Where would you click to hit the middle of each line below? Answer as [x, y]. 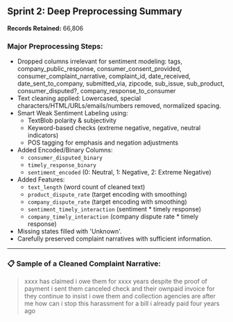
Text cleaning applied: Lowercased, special [79, 98]
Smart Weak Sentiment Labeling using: [72, 113]
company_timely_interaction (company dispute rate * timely [113, 217]
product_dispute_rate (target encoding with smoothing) [107, 195]
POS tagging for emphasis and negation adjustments [103, 143]
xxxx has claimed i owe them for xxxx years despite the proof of [116, 282]
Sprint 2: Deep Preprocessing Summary [95, 11]
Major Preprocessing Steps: [55, 46]
